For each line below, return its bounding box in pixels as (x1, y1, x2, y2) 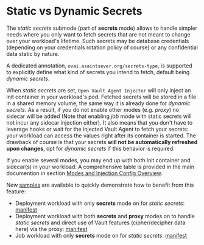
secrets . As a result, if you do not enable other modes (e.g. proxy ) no (6, 106, 180, 113)
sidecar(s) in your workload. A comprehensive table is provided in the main (6, 163, 195, 170)
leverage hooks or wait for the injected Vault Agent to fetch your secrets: (6, 125, 189, 133)
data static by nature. (6, 50, 60, 57)
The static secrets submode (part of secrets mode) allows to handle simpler (6, 24, 198, 32)
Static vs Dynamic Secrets (6, 4, 142, 18)
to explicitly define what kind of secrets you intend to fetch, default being (6, 68, 190, 75)
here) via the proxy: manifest (15, 225, 88, 232)
